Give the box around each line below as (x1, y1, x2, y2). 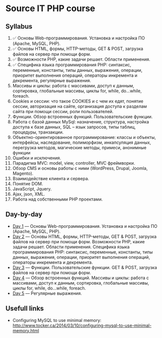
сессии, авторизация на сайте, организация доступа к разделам (12, 103, 147, 109)
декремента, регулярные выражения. (12, 78, 91, 83)
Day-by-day (5, 210, 43, 219)
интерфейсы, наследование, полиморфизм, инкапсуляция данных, (12, 139, 151, 145)
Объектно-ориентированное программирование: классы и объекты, (12, 135, 156, 140)
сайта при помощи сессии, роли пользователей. (12, 109, 113, 114)
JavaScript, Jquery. (12, 186, 52, 192)
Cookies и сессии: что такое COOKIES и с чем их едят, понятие (12, 98, 144, 104)
